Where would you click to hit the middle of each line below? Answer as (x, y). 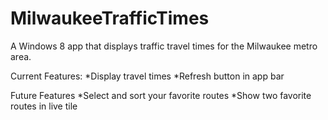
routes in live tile (44, 106)
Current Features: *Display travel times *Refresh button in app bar (147, 76)
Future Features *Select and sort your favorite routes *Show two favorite (161, 95)
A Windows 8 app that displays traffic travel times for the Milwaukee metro (164, 46)
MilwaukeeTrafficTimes (110, 18)
